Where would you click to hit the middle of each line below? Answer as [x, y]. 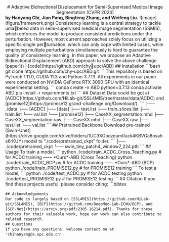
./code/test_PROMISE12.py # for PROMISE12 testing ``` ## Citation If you [80, 179]
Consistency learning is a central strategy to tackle [108, 23]
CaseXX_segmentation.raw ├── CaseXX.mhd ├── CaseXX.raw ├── [77, 119]
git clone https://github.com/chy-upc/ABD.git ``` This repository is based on [84, 71]
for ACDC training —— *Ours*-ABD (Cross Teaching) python [69, 157]
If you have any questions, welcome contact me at [60, 229]
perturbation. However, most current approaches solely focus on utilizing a [83, 39]
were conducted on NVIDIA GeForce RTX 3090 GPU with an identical [77, 82]
